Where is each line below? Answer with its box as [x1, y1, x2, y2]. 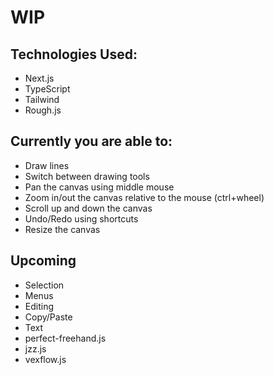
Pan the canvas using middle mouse [24, 181, 175, 193]
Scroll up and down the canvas [24, 202, 153, 214]
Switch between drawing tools [24, 170, 150, 182]
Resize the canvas [24, 223, 101, 235]
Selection [24, 279, 65, 291]
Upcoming [10, 252, 77, 270]
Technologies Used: [10, 46, 138, 63]
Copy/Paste [24, 311, 73, 323]
